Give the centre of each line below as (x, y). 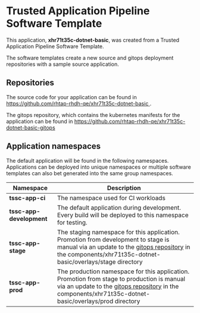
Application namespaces (54, 146)
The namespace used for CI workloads (111, 198)
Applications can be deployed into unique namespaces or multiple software (99, 167)
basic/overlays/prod (85, 301)
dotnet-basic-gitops (31, 127)
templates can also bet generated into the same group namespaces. (90, 173)
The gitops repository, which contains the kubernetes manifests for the (93, 115)
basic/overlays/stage (86, 261)
